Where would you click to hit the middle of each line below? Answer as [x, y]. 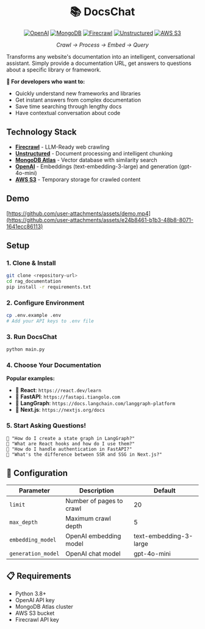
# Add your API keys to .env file [50, 321]
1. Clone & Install [31, 262]
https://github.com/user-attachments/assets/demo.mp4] [79, 213]
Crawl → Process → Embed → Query [103, 45]
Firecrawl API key [37, 620]
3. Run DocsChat [32, 337]
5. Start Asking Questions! [46, 426]
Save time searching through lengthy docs [68, 106]
